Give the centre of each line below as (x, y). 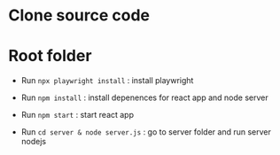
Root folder (50, 56)
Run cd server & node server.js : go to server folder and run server (146, 132)
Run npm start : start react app (78, 115)
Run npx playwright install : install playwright (107, 81)
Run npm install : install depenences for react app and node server (144, 97)
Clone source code (79, 15)
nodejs (33, 142)
